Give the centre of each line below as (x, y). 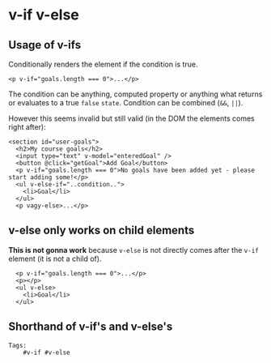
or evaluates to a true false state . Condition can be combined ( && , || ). (126, 102)
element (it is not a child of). (55, 258)
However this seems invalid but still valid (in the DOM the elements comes (131, 118)
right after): (27, 127)
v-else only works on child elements (102, 231)
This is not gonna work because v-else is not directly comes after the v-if (133, 250)
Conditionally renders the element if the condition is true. (103, 64)
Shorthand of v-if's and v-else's (91, 327)
